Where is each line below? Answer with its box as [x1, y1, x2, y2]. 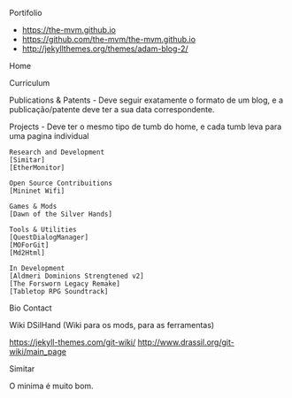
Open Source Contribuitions [9, 179, 113, 188]
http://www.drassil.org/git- [137, 337, 234, 348]
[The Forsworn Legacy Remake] [9, 279, 121, 288]
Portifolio [9, 8, 42, 18]
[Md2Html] [9, 249, 46, 257]
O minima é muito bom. [9, 380, 95, 391]
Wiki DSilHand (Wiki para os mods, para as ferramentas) [9, 320, 215, 330]
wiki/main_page [9, 347, 66, 356]
